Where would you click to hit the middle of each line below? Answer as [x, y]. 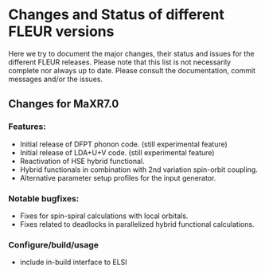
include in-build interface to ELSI [73, 262]
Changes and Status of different [116, 15]
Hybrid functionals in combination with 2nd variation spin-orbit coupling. [139, 170]
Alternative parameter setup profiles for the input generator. [118, 177]
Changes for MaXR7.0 [64, 104]
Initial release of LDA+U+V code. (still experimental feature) [117, 152]
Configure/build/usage [54, 244]
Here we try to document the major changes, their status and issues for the [131, 53]
